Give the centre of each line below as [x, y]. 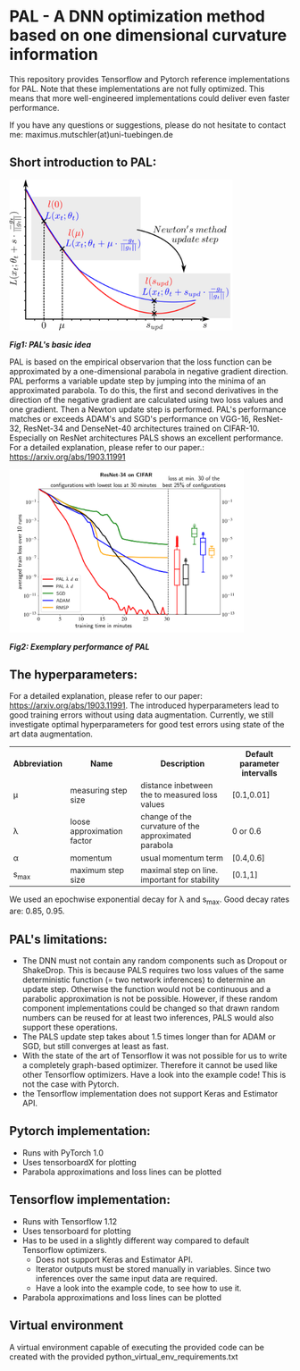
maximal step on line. [179, 870]
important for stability [180, 879]
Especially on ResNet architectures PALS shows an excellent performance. [146, 438]
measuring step [99, 790]
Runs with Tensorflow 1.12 [70, 1221]
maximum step [97, 870]
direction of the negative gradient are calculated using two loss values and [146, 400]
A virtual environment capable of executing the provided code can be [137, 1347]
